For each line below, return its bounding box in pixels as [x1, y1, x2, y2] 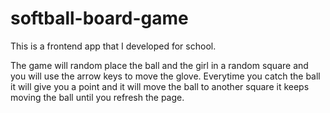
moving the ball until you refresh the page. [10, 91, 185, 103]
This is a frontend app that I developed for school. [10, 40, 217, 52]
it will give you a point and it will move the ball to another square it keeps [10, 80, 310, 92]
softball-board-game [10, 7, 189, 30]
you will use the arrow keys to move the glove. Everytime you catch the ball [10, 70, 321, 82]
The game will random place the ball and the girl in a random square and [10, 59, 309, 71]
